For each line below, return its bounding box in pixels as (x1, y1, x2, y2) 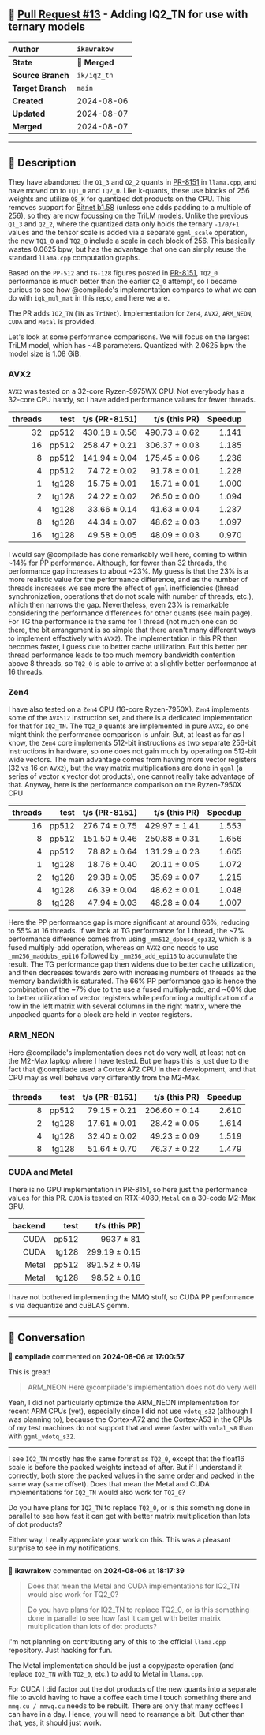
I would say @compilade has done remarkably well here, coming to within (8, 549, 248, 559)
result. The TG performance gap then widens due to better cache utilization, (8, 959, 256, 969)
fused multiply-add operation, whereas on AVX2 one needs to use (8, 943, 219, 952)
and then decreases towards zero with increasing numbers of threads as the (8, 968, 256, 978)
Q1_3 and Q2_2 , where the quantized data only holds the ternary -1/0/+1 (8, 219, 240, 229)
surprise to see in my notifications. (8, 1543, 121, 1553)
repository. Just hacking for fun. (8, 1645, 113, 1655)
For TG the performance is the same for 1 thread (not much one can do (8, 616, 238, 626)
